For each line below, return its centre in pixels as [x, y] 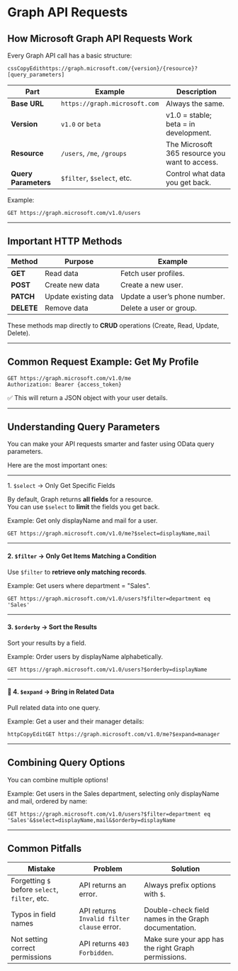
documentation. [170, 928]
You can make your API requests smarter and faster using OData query [111, 444]
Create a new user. [152, 284]
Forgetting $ [31, 880]
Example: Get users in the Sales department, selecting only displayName [113, 793]
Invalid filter [104, 919]
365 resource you [195, 153]
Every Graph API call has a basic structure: [70, 55]
